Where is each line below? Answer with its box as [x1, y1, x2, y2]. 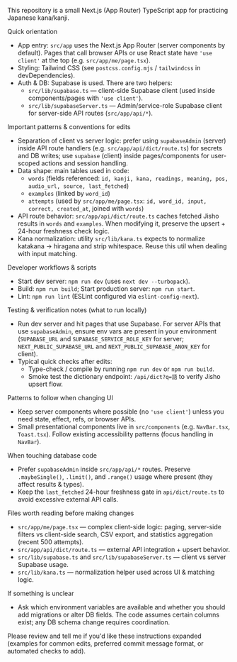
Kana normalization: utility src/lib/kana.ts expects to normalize [17, 234, 205, 243]
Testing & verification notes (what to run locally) [7, 306, 147, 314]
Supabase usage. [17, 561, 69, 568]
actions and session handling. [41, 159, 129, 167]
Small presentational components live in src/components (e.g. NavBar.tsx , [17, 422, 231, 431]
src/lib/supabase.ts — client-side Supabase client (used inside [28, 87, 216, 94]
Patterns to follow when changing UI [7, 394, 113, 402]
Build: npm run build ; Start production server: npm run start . [17, 285, 195, 293]
